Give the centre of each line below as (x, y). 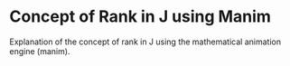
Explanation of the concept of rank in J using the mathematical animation (145, 42)
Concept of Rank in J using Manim (140, 17)
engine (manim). (40, 51)
